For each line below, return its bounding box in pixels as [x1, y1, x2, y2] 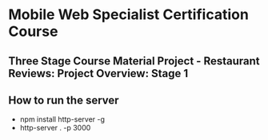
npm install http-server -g [19, 115, 106, 124]
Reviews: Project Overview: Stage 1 [8, 66, 189, 80]
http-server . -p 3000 [19, 123, 91, 133]
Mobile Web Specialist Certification [8, 6, 250, 24]
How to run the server [8, 93, 119, 107]
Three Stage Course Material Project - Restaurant [8, 54, 260, 68]
